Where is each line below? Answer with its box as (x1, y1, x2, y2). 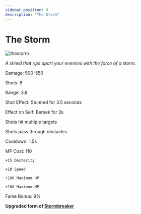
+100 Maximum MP (5, 185, 39, 190)
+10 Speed (5, 167, 26, 172)
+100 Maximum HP (5, 176, 39, 181)
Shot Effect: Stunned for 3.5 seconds (5, 99, 82, 105)
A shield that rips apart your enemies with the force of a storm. (5, 60, 136, 66)
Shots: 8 (5, 80, 23, 86)
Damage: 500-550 (5, 70, 44, 76)
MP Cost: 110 (5, 148, 32, 154)
